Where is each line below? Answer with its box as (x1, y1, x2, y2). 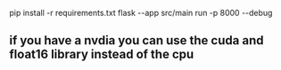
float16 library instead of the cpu (9, 47, 194, 62)
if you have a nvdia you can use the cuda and (9, 33, 264, 48)
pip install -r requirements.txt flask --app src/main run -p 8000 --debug (9, 8, 273, 18)
